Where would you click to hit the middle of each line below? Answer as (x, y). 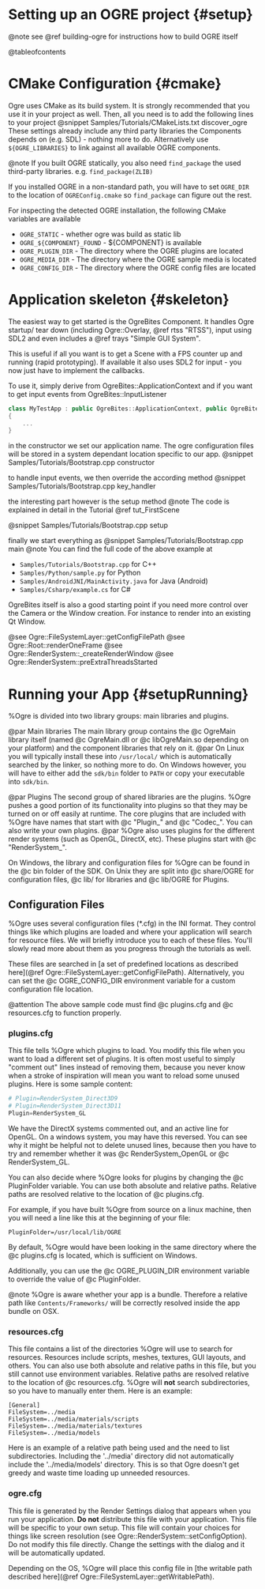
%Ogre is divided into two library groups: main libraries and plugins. (119, 716)
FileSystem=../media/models (54, 1433)
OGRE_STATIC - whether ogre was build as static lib (100, 234)
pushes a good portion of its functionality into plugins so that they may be (128, 806)
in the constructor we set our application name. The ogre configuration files (131, 446)
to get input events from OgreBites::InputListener (88, 394)
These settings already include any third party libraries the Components (125, 130)
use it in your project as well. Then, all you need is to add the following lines (131, 114)
